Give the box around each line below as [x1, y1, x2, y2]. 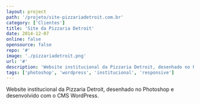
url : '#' [6, 58, 28, 64]
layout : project [6, 8, 46, 15]
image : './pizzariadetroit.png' [6, 53, 86, 59]
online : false [6, 36, 42, 42]
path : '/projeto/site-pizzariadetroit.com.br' [6, 14, 124, 20]
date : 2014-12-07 [6, 31, 49, 37]
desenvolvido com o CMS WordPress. [6, 92, 99, 99]
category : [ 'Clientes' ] [6, 20, 65, 26]
